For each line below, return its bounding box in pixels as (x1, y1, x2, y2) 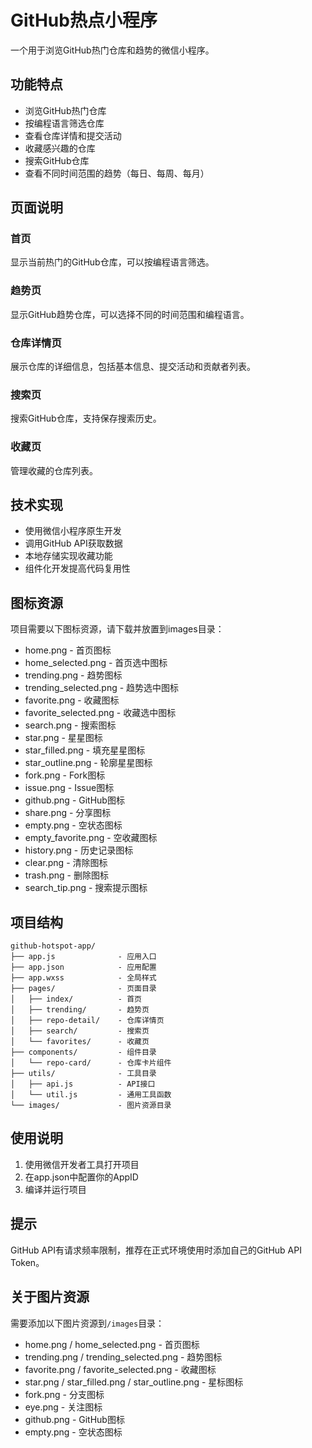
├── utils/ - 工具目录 (10, 1069, 157, 1079)
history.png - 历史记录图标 (24, 844, 134, 856)
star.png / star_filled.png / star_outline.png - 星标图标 (24, 1376, 244, 1388)
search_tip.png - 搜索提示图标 (24, 882, 148, 894)
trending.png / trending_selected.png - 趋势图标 (24, 1351, 223, 1363)
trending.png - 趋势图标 (24, 669, 123, 681)
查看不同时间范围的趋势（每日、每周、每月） (24, 167, 210, 179)
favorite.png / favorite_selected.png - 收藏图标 (24, 1363, 217, 1375)
